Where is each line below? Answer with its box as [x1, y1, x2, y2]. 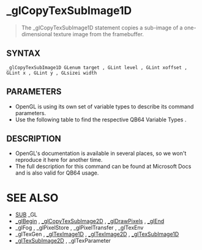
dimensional [21, 30, 53, 37]
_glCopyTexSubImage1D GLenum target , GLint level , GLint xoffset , [6, 64, 188, 70]
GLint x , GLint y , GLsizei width [6, 70, 97, 76]
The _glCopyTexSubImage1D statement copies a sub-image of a [21, 24, 183, 31]
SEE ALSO [6, 191, 59, 205]
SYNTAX [6, 48, 41, 59]
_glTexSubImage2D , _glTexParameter [15, 237, 111, 244]
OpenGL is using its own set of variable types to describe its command [15, 102, 194, 110]
